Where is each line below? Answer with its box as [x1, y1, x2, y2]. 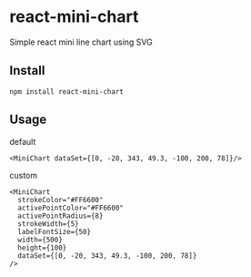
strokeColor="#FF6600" [17, 195, 104, 204]
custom [9, 169, 38, 180]
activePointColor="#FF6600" [17, 203, 125, 212]
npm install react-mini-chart [9, 87, 125, 97]
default [9, 136, 36, 147]
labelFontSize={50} [17, 227, 92, 236]
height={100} [17, 243, 67, 252]
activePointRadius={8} [17, 211, 104, 221]
